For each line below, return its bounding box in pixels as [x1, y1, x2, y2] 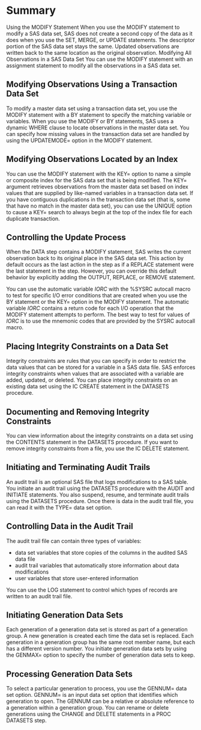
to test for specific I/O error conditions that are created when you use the [6, 292, 187, 299]
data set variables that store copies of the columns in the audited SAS [14, 549, 188, 556]
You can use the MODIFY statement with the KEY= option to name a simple [6, 170, 191, 178]
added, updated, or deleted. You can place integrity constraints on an [6, 377, 178, 384]
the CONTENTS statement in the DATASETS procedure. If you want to [6, 439, 178, 445]
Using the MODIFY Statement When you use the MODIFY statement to [6, 23, 180, 31]
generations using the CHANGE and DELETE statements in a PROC [6, 711, 171, 718]
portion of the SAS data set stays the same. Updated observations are [6, 43, 179, 50]
